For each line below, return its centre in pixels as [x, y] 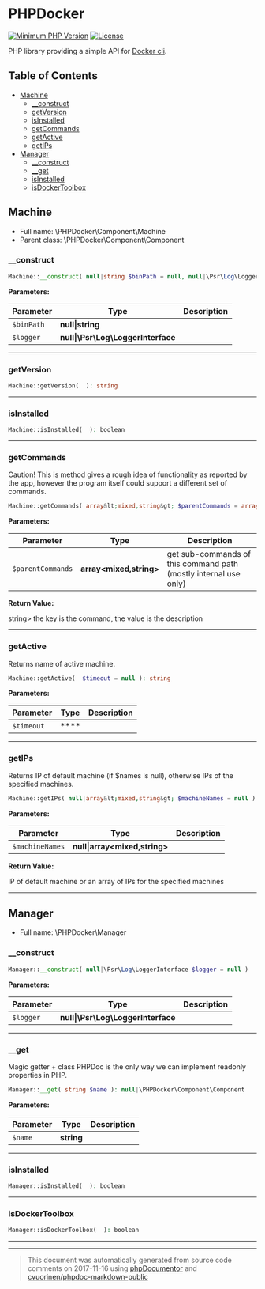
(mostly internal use [203, 574]
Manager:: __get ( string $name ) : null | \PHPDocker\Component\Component [127, 1089]
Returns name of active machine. [62, 663]
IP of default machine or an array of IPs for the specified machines [116, 881]
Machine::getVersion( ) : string [63, 386]
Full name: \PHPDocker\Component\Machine [92, 231]
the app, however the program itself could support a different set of [118, 483]
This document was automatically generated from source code [130, 1260]
